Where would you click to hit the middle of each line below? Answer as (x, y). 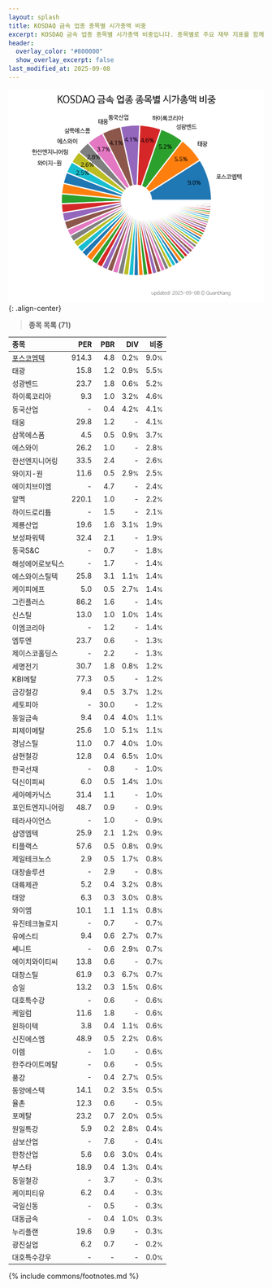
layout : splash (34, 17)
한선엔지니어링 (35, 461)
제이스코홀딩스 (35, 653)
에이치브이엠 (32, 486)
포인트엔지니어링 (38, 808)
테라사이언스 (32, 820)
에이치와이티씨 (35, 962)
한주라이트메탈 (35, 1065)
